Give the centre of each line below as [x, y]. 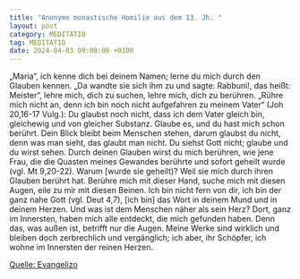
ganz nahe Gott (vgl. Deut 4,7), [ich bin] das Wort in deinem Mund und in [143, 200]
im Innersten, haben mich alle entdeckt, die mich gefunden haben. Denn [142, 219]
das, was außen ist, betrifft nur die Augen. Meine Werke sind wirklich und [145, 228]
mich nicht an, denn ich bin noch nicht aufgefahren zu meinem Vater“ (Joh [146, 105]
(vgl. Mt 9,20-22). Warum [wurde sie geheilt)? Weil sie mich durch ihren [141, 172]
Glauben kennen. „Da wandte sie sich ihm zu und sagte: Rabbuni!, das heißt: [150, 86]
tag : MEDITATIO [38, 42]
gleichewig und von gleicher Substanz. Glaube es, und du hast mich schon [147, 124]
